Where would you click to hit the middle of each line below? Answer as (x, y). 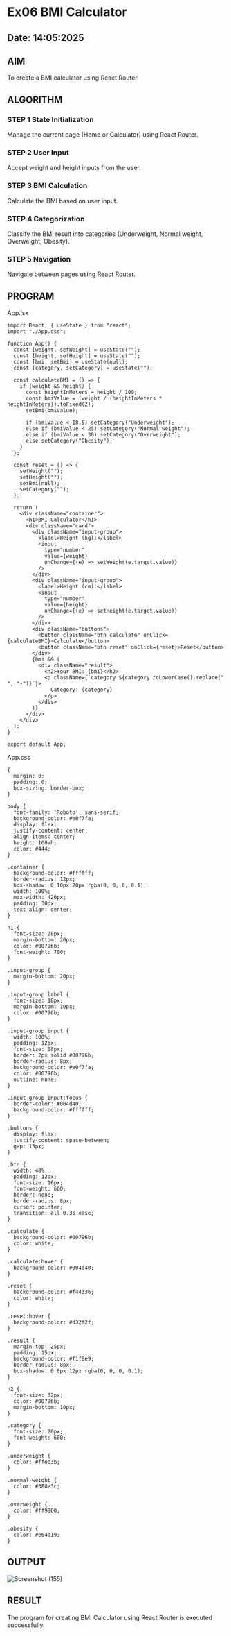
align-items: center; (45, 837)
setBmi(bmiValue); (52, 411)
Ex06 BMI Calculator (67, 12)
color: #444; (32, 849)
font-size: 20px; (38, 1432)
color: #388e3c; (37, 1486)
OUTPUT (27, 1562)
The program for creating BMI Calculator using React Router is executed (110, 1617)
